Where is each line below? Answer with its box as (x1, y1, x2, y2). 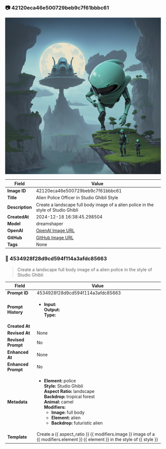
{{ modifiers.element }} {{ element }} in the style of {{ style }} (37, 437, 158, 443)
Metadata (7, 399, 28, 405)
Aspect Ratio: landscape (43, 388, 95, 394)
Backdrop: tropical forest (43, 394, 95, 400)
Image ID (7, 188, 26, 194)
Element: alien (51, 415, 81, 421)
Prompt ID (7, 290, 29, 296)
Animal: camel (43, 399, 74, 405)
